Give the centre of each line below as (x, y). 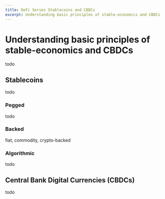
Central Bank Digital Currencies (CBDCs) (70, 180)
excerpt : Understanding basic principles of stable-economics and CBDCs (83, 15)
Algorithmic (20, 153)
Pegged (15, 105)
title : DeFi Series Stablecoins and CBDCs (50, 10)
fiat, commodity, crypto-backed (38, 140)
